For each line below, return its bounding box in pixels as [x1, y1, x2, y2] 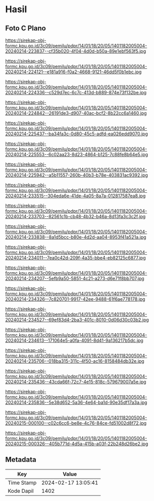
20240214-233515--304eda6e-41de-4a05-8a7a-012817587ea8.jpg [5, 193, 146, 199]
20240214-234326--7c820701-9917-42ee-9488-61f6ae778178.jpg [5, 296, 145, 302]
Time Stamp [8, 479, 37, 486]
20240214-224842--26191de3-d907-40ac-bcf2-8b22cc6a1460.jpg [5, 110, 147, 116]
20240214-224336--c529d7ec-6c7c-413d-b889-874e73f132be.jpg [5, 90, 147, 95]
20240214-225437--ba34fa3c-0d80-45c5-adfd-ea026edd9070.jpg [5, 131, 148, 137]
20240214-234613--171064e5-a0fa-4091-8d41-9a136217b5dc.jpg [5, 337, 143, 343]
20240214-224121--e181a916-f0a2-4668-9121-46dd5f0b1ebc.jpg [5, 69, 142, 75]
